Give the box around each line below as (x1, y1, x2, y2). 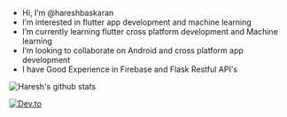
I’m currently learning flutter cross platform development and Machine (21, 27, 279, 36)
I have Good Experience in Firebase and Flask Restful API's (21, 64, 238, 74)
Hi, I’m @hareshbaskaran (21, 8, 114, 18)
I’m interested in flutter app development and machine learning (21, 17, 252, 27)
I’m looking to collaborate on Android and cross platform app (21, 45, 244, 56)
